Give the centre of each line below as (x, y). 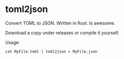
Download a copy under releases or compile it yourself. (62, 32)
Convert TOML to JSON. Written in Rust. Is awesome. (60, 23)
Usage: (13, 42)
